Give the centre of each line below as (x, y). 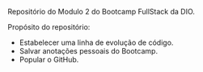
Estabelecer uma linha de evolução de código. (96, 42)
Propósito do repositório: (49, 27)
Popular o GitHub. (49, 60)
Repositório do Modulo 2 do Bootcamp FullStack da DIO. (101, 12)
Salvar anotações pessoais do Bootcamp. (89, 51)
